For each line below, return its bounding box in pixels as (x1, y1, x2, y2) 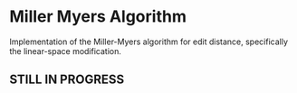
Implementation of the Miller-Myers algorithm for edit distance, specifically (9, 36, 288, 47)
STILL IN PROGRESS (9, 72, 125, 88)
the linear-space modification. (9, 45, 122, 56)
